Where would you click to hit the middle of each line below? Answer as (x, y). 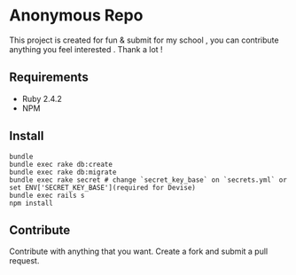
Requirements (49, 78)
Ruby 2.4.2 (42, 98)
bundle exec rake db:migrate (63, 172)
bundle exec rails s (47, 195)
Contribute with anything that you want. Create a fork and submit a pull (139, 251)
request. (24, 261)
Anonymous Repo (76, 16)
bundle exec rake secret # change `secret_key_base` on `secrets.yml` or (148, 180)
